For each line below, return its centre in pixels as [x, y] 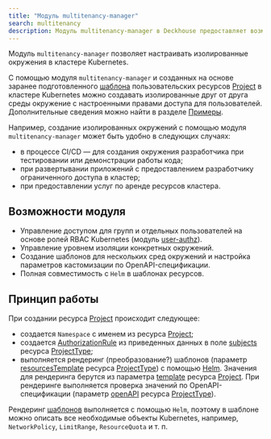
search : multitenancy [45, 23]
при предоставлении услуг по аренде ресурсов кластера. [120, 186]
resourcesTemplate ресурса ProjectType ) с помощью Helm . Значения [138, 368]
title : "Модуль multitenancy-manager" [73, 16]
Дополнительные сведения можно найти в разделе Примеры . [116, 112]
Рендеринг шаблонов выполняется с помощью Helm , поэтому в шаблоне [134, 409]
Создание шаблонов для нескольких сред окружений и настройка [135, 257]
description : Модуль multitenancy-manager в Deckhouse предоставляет [128, 31]
